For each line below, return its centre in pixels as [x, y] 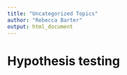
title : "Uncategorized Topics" [53, 14]
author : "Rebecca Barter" [45, 20]
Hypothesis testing [64, 61]
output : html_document [40, 26]
